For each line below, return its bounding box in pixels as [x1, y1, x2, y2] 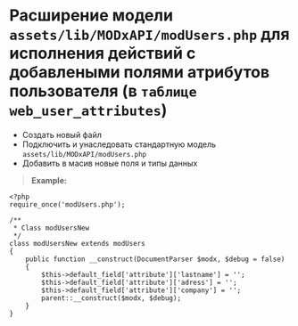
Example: [30, 175, 67, 185]
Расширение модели [9, 5, 174, 26]
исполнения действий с [9, 44, 196, 63]
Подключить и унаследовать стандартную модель [21, 139, 217, 150]
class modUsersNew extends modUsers [9, 239, 145, 248]
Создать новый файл [21, 129, 103, 140]
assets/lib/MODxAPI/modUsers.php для [9, 24, 290, 45]
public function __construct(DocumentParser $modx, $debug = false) [25, 255, 286, 264]
